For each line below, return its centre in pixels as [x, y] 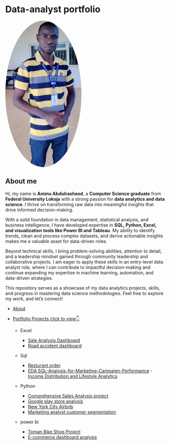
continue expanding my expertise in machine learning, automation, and [79, 272]
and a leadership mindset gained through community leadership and [77, 256]
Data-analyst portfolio [53, 9]
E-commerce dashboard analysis [62, 437]
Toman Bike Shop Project [54, 432]
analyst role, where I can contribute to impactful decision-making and [78, 267]
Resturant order [44, 365]
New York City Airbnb [50, 406]
